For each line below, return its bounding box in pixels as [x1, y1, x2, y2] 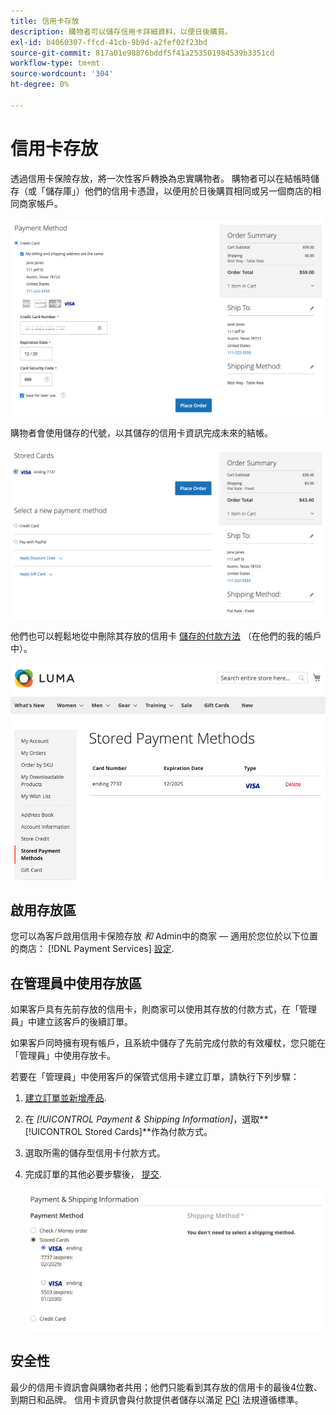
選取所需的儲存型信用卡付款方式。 [24, 1147, 166, 1159]
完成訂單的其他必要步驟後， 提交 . [24, 1168, 162, 1180]
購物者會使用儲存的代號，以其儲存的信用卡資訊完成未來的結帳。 [10, 427, 273, 439]
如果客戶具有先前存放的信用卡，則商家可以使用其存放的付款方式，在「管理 [10, 1003, 317, 1015]
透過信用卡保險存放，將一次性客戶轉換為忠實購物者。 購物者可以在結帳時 [10, 172, 311, 184]
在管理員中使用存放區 [10, 975, 142, 992]
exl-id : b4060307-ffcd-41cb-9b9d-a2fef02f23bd [10, 37, 208, 47]
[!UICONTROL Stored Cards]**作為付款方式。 [24, 1126, 213, 1138]
